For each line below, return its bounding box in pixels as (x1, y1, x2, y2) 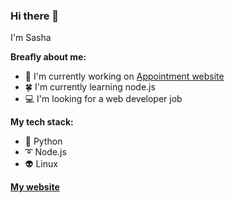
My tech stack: (10, 116, 74, 128)
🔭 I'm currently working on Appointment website (24, 70, 225, 83)
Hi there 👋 (10, 9, 60, 23)
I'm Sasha (10, 32, 52, 44)
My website (10, 181, 60, 193)
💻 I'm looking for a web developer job (24, 93, 183, 105)
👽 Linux (24, 158, 58, 170)
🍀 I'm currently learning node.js (24, 81, 156, 93)
